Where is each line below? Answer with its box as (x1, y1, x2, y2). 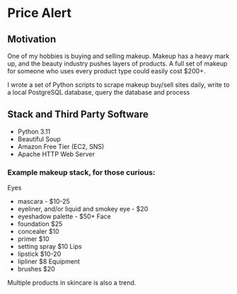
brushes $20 (17, 265, 55, 274)
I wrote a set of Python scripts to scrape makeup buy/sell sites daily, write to (7, 81, 230, 89)
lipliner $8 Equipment (17, 257, 80, 266)
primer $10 (17, 235, 50, 243)
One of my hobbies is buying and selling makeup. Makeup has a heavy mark (7, 52, 230, 60)
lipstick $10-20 (17, 249, 62, 259)
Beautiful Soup (17, 134, 62, 143)
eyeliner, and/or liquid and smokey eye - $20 (17, 205, 149, 213)
